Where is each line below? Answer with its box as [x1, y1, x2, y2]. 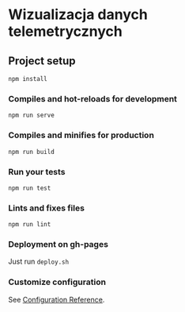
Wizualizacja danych [8, 6, 148, 24]
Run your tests [8, 166, 66, 177]
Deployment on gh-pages [8, 239, 109, 250]
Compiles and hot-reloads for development [8, 93, 178, 104]
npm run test [8, 184, 51, 192]
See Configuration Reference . [8, 295, 105, 304]
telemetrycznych [8, 22, 123, 40]
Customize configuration [8, 276, 107, 287]
